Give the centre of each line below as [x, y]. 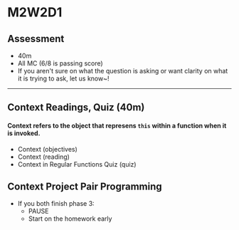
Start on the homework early [70, 219]
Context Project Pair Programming [85, 186]
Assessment [36, 39]
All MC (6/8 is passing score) [60, 63]
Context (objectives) [48, 149]
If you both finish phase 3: [56, 204]
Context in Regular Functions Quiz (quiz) [77, 164]
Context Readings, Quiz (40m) [76, 108]
